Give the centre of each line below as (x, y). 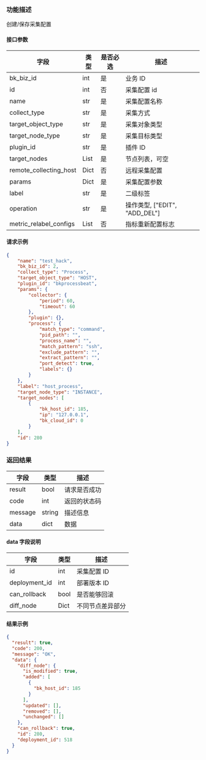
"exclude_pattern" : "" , (69, 352)
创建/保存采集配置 (29, 24)
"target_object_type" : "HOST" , (57, 278)
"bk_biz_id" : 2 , (38, 266)
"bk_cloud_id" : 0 (61, 421)
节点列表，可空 (147, 159)
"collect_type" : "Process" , (53, 272)
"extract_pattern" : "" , (69, 358)
